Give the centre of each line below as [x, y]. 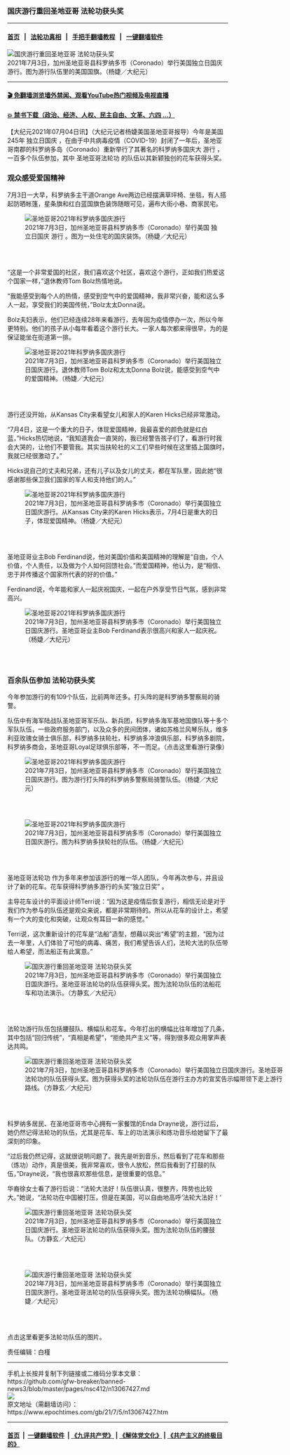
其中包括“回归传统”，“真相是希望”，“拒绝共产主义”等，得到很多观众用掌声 [113, 1037]
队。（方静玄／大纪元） [57, 1239]
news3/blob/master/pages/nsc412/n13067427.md [79, 1388]
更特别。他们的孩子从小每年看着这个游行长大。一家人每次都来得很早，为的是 [118, 328]
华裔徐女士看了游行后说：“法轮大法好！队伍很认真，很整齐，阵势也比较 [110, 1188]
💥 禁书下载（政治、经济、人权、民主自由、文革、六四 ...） [91, 115]
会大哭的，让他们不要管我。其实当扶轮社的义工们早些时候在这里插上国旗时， [118, 447]
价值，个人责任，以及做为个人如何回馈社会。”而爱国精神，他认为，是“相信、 [116, 565]
